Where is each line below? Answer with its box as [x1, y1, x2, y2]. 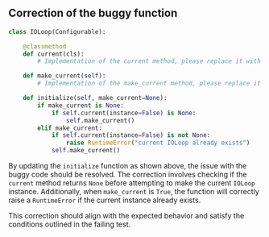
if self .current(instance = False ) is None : [51, 109, 197, 117]
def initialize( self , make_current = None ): [23, 94, 168, 102]
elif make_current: [37, 124, 103, 132]
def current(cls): [23, 50, 85, 58]
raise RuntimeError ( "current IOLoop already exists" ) [65, 139, 250, 148]
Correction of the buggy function [8, 6, 178, 20]
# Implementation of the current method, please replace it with [37, 57, 262, 65]
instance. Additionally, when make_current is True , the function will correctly [8, 187, 259, 197]
